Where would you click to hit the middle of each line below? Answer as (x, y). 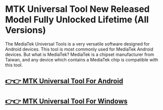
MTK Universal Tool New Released (78, 9)
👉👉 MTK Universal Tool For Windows (66, 101)
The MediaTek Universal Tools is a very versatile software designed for (78, 44)
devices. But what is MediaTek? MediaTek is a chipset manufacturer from (80, 54)
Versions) (26, 30)
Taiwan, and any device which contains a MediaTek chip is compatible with (82, 59)
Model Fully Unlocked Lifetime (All (77, 20)
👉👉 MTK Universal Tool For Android (64, 81)
